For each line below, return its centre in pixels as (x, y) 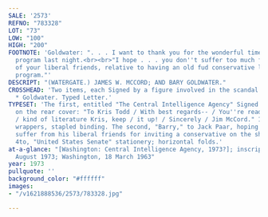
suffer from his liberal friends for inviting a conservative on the (133, 134)
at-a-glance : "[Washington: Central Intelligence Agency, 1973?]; (121, 149)
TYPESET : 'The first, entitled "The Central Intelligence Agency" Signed (134, 105)
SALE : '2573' (30, 16)
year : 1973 (26, 164)
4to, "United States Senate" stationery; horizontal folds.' (119, 142)
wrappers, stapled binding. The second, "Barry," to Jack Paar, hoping (137, 127)
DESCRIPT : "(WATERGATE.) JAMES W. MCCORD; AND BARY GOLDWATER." (117, 82)
